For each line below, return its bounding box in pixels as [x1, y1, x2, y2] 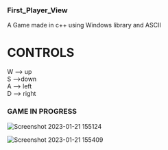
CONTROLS [7, 45, 75, 60]
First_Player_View [7, 5, 68, 15]
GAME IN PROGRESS [7, 107, 77, 116]
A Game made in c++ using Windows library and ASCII [7, 21, 161, 29]
